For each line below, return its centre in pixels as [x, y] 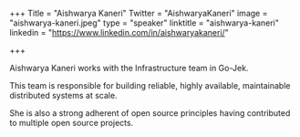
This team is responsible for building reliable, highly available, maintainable [150, 85]
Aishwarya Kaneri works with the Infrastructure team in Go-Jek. [129, 68]
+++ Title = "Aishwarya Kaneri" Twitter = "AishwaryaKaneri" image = [139, 13]
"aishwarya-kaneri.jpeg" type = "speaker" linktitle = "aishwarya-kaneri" [145, 23]
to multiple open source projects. [72, 123]
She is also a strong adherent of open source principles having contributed [150, 113]
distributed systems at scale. [63, 95]
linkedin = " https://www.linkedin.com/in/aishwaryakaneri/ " [119, 32]
